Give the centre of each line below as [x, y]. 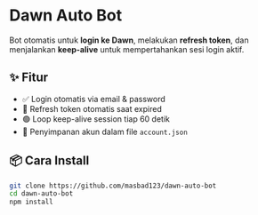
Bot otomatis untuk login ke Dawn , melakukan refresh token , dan [129, 40]
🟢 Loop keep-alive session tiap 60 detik [96, 119]
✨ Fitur [29, 78]
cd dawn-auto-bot [41, 194]
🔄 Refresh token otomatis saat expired [92, 108]
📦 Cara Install [49, 161]
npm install [31, 202]
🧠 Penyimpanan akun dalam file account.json [105, 131]
